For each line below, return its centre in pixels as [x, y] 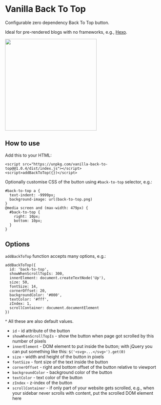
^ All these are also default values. [40, 321]
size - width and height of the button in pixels [58, 357]
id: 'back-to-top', [29, 269]
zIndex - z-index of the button [42, 382]
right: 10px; [27, 216]
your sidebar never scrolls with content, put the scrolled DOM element [83, 393]
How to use [22, 144]
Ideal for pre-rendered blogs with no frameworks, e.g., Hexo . [66, 32]
